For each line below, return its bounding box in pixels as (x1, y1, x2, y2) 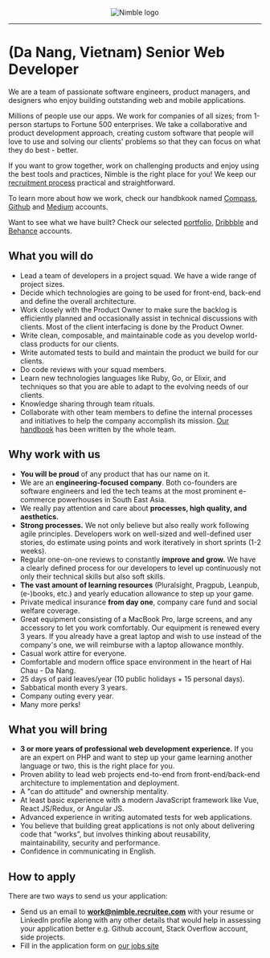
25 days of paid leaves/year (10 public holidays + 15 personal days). (19, 673, 245, 683)
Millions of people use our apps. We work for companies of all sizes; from (8, 111, 252, 121)
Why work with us (8, 448, 100, 461)
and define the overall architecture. (19, 296, 137, 305)
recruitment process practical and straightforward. (8, 178, 175, 187)
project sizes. (19, 279, 65, 289)
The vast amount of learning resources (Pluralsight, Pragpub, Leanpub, (19, 579, 260, 590)
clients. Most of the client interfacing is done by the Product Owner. (19, 321, 244, 331)
